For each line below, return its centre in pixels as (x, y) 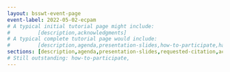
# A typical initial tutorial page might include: (81, 26)
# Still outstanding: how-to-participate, (68, 58)
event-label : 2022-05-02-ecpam (52, 20)
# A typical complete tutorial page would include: (82, 39)
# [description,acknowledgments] (67, 33)
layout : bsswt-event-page (44, 13)
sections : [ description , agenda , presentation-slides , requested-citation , (113, 52)
